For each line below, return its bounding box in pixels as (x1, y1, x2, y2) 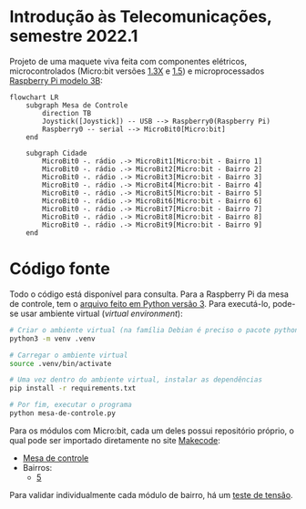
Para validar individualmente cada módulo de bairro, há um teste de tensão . (9, 489, 293, 500)
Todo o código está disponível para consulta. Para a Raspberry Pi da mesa (9, 289, 290, 300)
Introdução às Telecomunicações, (9, 6, 272, 27)
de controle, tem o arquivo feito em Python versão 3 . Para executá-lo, (9, 298, 271, 309)
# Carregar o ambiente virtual (9, 351, 128, 360)
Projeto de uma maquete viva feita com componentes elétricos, (9, 56, 248, 66)
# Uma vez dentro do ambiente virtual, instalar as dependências (9, 375, 262, 384)
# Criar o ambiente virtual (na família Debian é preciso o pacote (9, 325, 271, 334)
